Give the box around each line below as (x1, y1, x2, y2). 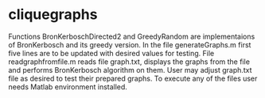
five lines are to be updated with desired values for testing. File (8, 48, 215, 58)
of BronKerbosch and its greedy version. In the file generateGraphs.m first (8, 40, 251, 49)
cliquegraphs (8, 6, 98, 24)
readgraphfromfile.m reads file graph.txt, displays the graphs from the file (8, 57, 251, 66)
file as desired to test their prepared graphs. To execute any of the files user (8, 73, 258, 83)
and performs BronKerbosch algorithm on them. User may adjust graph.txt (8, 65, 252, 74)
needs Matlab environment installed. (8, 81, 127, 92)
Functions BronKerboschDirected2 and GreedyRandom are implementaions (8, 32, 255, 41)
